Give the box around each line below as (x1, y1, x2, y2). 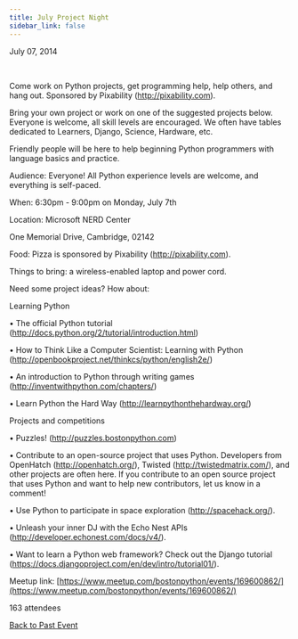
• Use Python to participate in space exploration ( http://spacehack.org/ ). (9, 504, 276, 515)
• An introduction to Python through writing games (9, 371, 195, 381)
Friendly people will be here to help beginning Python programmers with (9, 143, 274, 154)
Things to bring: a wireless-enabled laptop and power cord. (9, 266, 227, 276)
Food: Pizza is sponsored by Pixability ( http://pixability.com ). (9, 249, 231, 259)
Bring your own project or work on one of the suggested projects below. (9, 107, 273, 118)
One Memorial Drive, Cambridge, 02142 (9, 231, 155, 242)
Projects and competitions (9, 415, 105, 426)
